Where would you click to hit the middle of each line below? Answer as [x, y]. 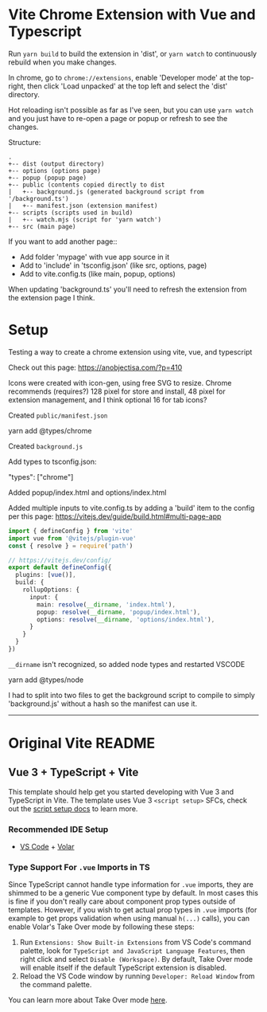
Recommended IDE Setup [58, 829]
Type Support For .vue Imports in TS [79, 868]
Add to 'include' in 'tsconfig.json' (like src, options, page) [113, 265]
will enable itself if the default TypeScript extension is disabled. [123, 968]
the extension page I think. [52, 297]
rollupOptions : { [51, 590]
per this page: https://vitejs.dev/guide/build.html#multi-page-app [115, 516]
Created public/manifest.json [58, 415]
